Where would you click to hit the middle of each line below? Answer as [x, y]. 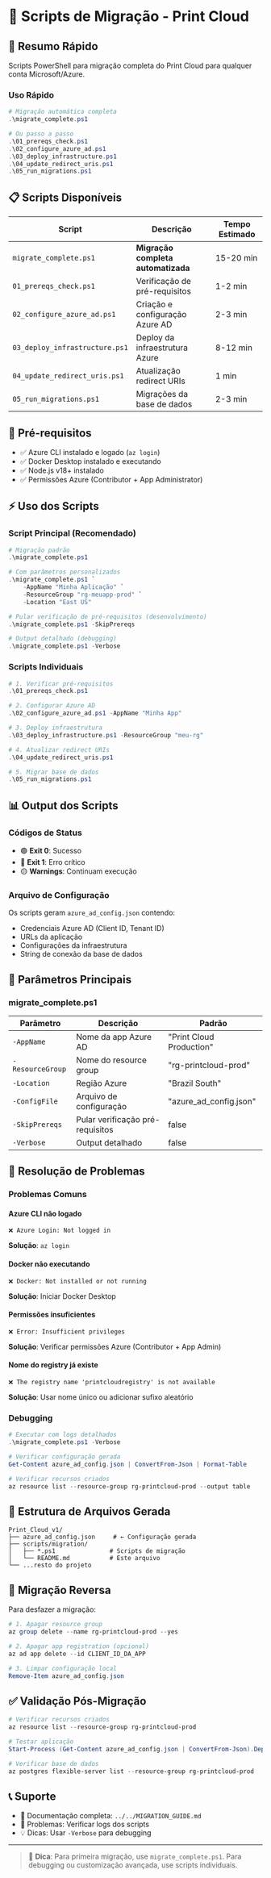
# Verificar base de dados [54, 1763]
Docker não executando [49, 1264]
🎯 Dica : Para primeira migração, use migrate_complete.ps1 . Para [135, 1857]
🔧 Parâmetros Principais [70, 979]
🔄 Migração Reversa [60, 1590]
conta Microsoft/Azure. [47, 74]
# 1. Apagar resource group [56, 1625]
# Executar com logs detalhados [63, 1435]
